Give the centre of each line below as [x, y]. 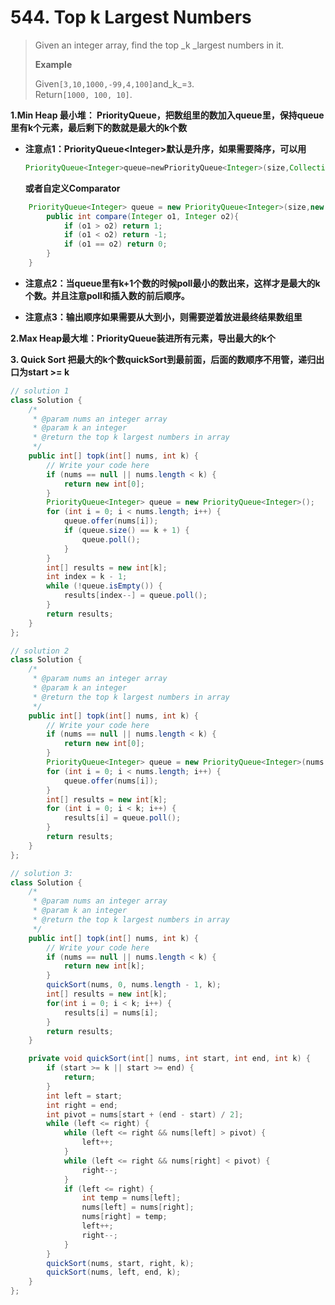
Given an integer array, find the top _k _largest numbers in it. [159, 45]
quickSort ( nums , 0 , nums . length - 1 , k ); [134, 985]
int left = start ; [84, 1096]
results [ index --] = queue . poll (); [135, 596]
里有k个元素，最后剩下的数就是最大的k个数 [99, 127]
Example [53, 64]
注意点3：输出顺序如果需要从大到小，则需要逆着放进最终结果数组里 [163, 317]
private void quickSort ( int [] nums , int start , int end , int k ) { [169, 1059]
